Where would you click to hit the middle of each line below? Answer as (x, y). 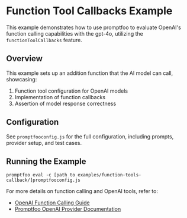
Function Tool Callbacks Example (89, 11)
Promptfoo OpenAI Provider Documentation (68, 209)
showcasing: (22, 79)
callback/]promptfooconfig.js (43, 180)
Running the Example (46, 161)
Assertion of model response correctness (65, 103)
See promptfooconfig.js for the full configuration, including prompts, (90, 136)
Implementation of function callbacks (60, 97)
